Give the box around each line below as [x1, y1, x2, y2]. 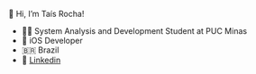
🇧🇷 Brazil [21, 45, 59, 55]
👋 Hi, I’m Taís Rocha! [8, 9, 85, 19]
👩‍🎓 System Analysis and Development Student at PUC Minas [21, 26, 248, 36]
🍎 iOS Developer [21, 36, 83, 45]
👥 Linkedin [21, 54, 61, 65]
